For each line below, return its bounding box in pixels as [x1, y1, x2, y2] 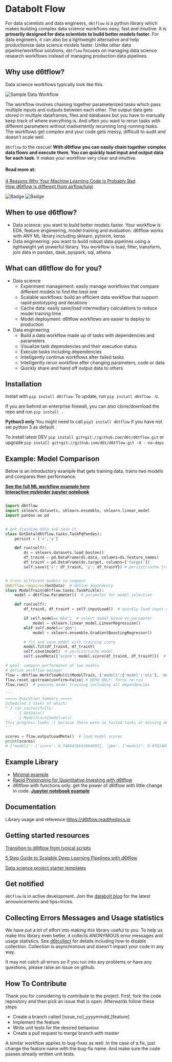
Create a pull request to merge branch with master [12, 1030, 119, 1036]
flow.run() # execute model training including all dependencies [5, 682, 150, 687]
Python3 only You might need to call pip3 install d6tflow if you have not [5, 419, 163, 425]
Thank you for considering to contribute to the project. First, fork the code [5, 993, 161, 999]
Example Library [5, 758, 59, 766]
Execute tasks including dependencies [20, 349, 102, 355]
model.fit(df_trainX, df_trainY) [24, 644, 95, 649]
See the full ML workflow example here [5, 484, 90, 490]
